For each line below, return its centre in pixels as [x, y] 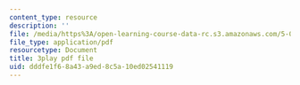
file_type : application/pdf [62, 42]
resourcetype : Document [54, 50]
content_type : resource [54, 17]
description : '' [39, 26]
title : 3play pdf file [51, 58]
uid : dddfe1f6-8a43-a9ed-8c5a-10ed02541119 [92, 67]
